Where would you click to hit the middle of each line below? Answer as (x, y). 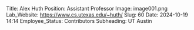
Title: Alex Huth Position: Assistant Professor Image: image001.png (87, 9)
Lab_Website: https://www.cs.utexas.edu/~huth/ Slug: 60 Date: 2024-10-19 (97, 15)
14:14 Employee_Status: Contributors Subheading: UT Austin (79, 21)
